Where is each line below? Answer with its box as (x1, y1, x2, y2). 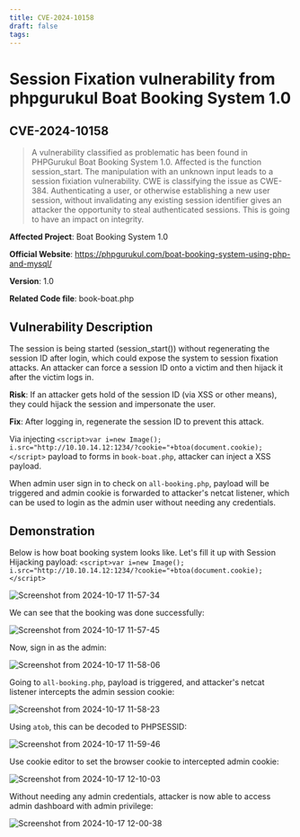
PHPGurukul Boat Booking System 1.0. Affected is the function (31, 156, 262, 167)
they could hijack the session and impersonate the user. (9, 399, 216, 410)
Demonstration (9, 523, 96, 539)
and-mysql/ (9, 258, 52, 270)
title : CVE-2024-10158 (9, 13, 94, 22)
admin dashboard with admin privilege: (9, 801, 154, 811)
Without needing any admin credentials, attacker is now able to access (9, 791, 271, 801)
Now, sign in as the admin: (9, 642, 107, 653)
